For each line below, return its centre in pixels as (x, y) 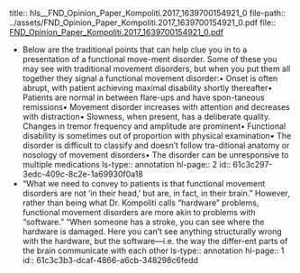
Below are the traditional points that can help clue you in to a (135, 50)
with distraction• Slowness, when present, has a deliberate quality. (146, 117)
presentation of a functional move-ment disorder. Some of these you (150, 59)
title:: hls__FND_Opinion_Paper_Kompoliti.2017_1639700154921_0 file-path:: (148, 13)
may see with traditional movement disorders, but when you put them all (156, 68)
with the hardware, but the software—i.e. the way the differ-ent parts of (155, 241)
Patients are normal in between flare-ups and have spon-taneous (143, 97)
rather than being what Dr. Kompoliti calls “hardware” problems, (141, 203)
